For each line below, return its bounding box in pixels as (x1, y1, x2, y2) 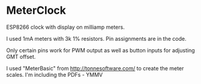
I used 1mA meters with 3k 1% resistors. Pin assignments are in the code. (6, 35, 187, 42)
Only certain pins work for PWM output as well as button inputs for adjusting (6, 46, 195, 54)
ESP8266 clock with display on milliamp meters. (6, 23, 125, 31)
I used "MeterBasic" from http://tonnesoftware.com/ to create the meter (6, 64, 184, 72)
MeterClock (6, 4, 67, 17)
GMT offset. (6, 53, 36, 60)
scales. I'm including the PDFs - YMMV (6, 71, 103, 78)
